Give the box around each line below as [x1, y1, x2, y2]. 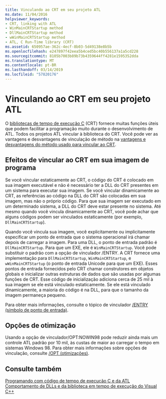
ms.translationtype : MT [5, 58, 55, 63]
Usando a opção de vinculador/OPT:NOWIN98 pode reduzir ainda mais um [5, 334, 158, 340]
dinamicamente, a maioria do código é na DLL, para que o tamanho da [5, 287, 149, 293]
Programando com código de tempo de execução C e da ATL [5, 378, 130, 384]
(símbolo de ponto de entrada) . [5, 307, 68, 313]
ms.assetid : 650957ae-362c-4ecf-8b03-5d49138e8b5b [5, 44, 112, 49]
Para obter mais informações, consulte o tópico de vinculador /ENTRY [5, 302, 148, 308]
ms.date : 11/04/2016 [5, 12, 48, 17]
